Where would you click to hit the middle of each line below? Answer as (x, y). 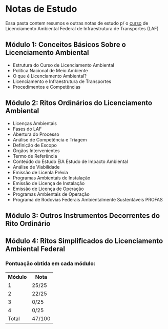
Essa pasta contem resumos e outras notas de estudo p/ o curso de (77, 23)
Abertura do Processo (36, 134)
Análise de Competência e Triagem (50, 139)
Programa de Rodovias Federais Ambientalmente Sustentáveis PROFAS (88, 199)
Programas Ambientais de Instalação (51, 178)
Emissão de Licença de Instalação (49, 183)
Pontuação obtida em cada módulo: (50, 263)
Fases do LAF (27, 129)
